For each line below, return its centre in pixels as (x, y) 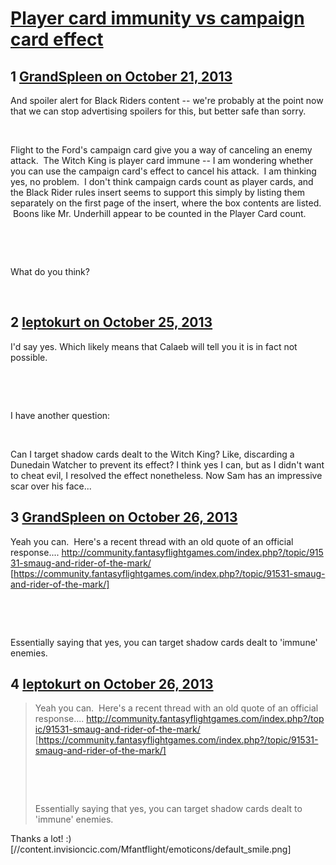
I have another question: (60, 415)
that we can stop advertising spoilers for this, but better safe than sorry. (158, 111)
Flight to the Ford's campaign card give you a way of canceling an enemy (161, 150)
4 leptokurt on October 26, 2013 (112, 684)
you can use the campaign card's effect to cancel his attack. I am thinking (163, 171)
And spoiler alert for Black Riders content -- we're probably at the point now (167, 100)
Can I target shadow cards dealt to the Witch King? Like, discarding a (152, 454)
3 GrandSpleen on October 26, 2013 (124, 517)
